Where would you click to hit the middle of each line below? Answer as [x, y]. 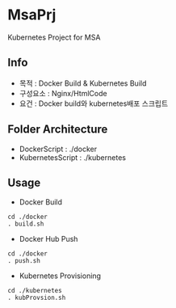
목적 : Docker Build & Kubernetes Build [83, 83]
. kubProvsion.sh [37, 298]
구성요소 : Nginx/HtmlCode [63, 93]
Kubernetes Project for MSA [54, 37]
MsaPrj [32, 15]
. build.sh [26, 224]
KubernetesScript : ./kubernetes [73, 157]
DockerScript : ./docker [58, 149]
